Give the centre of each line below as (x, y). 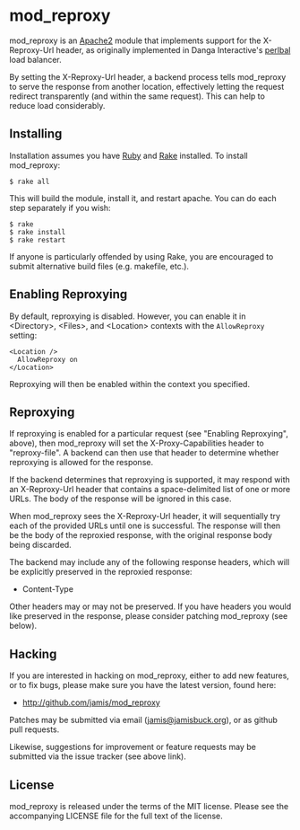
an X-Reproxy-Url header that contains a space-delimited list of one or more (150, 490)
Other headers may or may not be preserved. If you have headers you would (150, 606)
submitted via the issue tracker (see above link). (98, 756)
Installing (36, 134)
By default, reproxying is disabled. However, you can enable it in (128, 316)
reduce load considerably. (57, 105)
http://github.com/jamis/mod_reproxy (91, 702)
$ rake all (30, 181)
